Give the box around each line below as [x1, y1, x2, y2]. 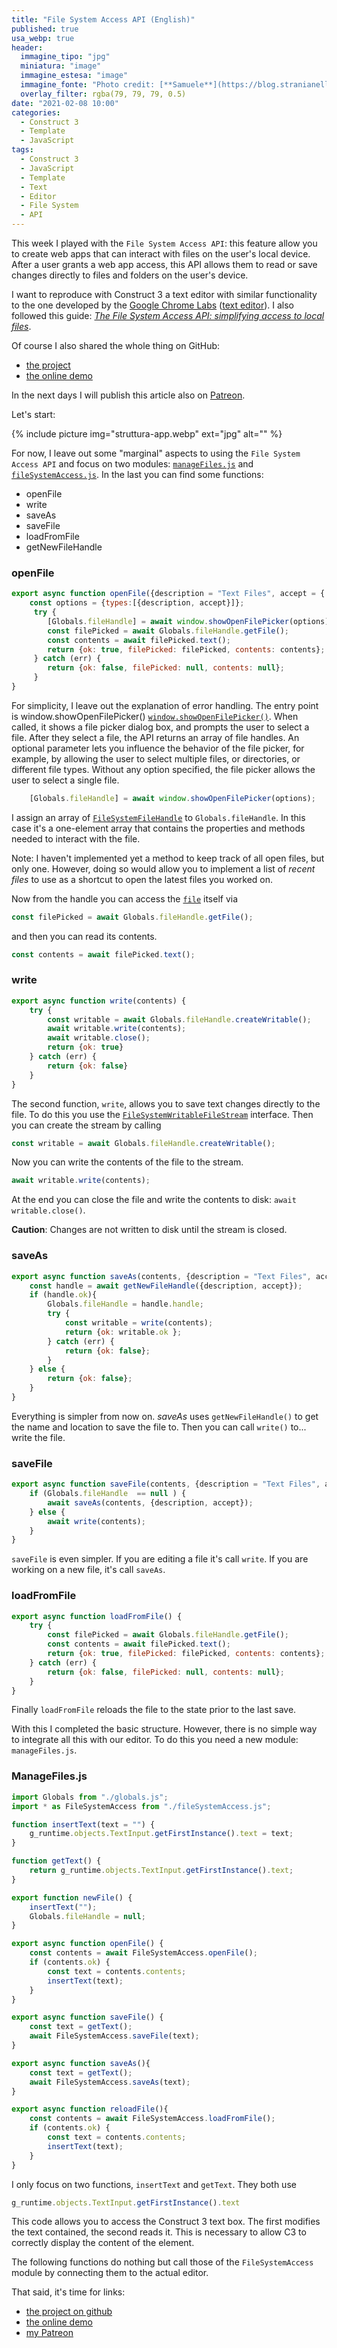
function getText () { [11, 1856, 102, 1866]
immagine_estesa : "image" [20, 71, 129, 81]
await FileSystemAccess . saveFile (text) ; [29, 2031, 200, 2041]
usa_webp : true [11, 33, 75, 43]
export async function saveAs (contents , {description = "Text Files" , [11, 1271, 312, 1281]
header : [11, 42, 44, 53]
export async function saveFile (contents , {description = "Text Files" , [11, 1479, 321, 1490]
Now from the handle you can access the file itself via [11, 892, 239, 905]
